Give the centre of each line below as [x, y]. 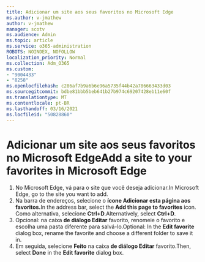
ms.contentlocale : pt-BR [38, 103]
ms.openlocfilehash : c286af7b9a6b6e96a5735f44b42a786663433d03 [89, 86]
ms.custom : [20, 69]
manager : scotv [26, 29]
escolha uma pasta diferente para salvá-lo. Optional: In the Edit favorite [105, 226]
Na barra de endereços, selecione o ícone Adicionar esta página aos [103, 201]
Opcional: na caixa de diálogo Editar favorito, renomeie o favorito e [100, 220]
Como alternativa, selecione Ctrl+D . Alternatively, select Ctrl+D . [95, 214]
